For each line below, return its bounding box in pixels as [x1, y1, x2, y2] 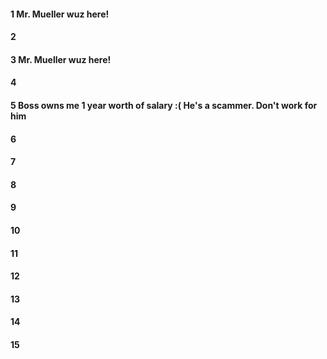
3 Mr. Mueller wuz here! [10, 53, 112, 65]
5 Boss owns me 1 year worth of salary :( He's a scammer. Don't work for [10, 99, 318, 111]
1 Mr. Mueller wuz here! [10, 8, 110, 20]
